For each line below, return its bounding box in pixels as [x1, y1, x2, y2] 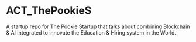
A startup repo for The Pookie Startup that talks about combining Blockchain [6, 23, 190, 30]
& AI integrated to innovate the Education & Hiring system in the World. [6, 29, 177, 36]
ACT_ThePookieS [6, 4, 92, 17]
